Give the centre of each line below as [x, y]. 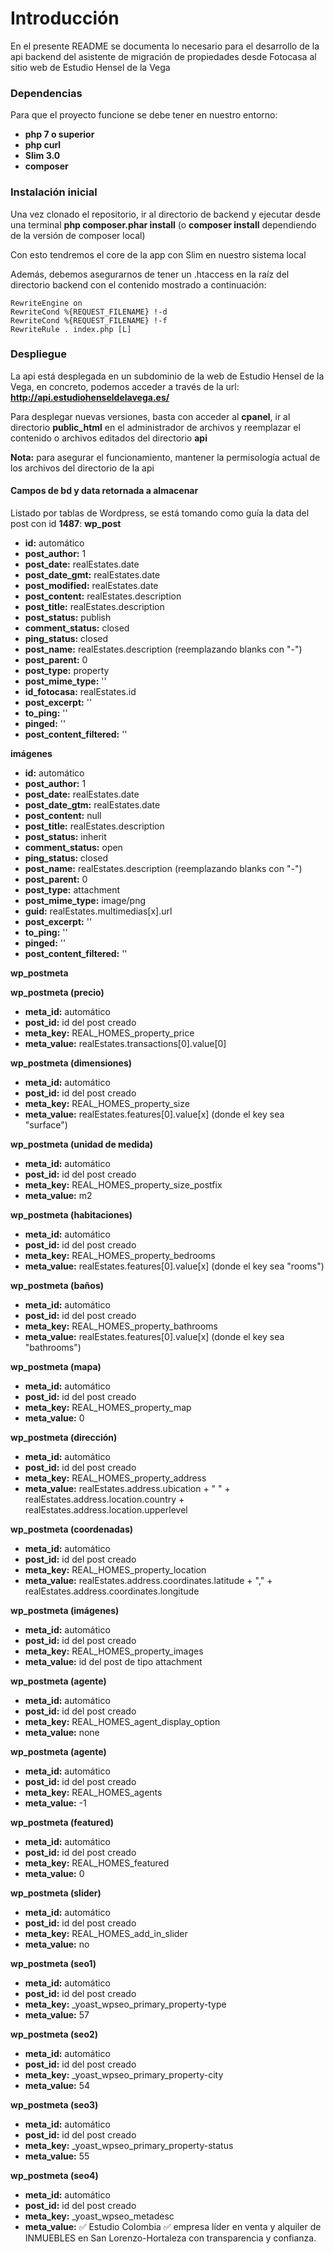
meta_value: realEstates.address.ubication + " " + [127, 1489]
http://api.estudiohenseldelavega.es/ [90, 397]
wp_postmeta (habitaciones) [71, 1215]
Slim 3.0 [42, 156]
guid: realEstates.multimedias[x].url [98, 911]
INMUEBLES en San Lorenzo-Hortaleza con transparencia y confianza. [170, 2238]
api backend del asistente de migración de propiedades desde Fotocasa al [163, 56]
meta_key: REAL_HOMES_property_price [109, 1033]
